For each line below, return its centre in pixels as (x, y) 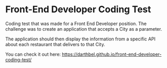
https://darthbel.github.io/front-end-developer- (112, 54)
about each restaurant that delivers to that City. (55, 44)
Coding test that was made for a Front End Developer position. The (76, 24)
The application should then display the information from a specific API (80, 39)
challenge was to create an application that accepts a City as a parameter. (84, 29)
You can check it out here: (33, 54)
